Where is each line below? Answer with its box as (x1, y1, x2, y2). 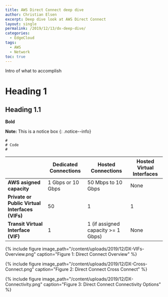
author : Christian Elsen (5, 12, 57, 17)
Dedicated (52, 161, 78, 168)
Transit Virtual (7, 221, 43, 228)
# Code (5, 143, 19, 148)
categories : (5, 31, 30, 36)
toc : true (5, 54, 26, 59)
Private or (7, 193, 31, 201)
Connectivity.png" (5, 281, 42, 287)
